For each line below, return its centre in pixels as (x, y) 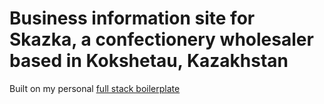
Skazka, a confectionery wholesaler (161, 39)
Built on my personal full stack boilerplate (95, 88)
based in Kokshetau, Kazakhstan (149, 61)
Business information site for (132, 18)
